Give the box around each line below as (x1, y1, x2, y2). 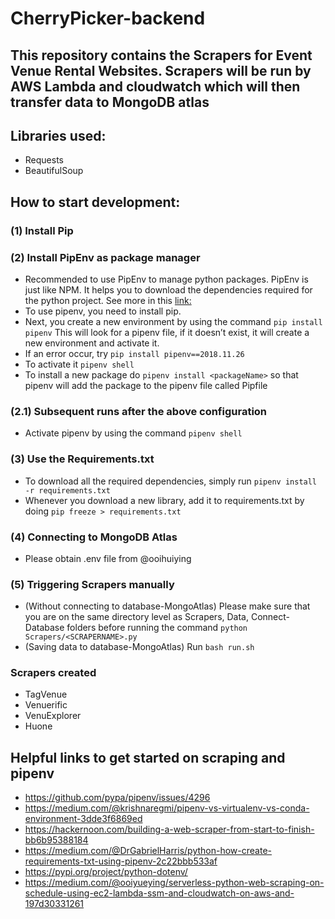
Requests (24, 154, 64, 166)
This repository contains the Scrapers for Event (10, 47, 313, 64)
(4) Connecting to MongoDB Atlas (10, 530, 178, 544)
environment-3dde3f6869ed (24, 813, 143, 825)
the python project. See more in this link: (24, 295, 192, 306)
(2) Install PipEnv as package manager (10, 250, 201, 264)
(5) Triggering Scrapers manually (10, 577, 175, 591)
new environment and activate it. (24, 337, 160, 349)
